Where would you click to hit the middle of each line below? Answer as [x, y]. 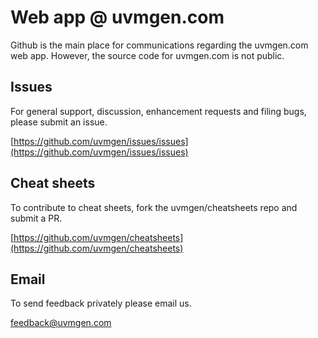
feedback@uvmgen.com [61, 323]
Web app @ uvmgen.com [117, 17]
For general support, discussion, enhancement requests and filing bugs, [158, 111]
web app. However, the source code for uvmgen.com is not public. [147, 55]
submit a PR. [36, 218]
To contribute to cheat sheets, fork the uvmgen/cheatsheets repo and [154, 207]
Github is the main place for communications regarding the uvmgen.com [159, 45]
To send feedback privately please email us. [101, 303]
